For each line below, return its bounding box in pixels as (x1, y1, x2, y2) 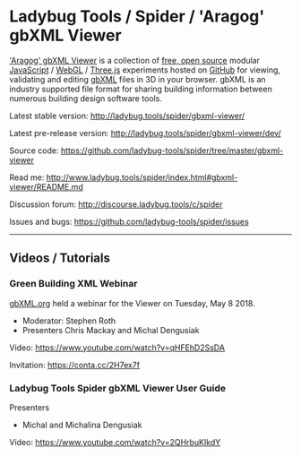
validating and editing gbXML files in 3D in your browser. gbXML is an (9, 73, 266, 84)
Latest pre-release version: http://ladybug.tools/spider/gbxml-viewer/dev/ (9, 127, 282, 138)
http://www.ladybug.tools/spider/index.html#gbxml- (46, 172, 238, 183)
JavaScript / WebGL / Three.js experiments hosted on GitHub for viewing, (9, 65, 280, 75)
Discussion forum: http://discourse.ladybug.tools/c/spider (9, 199, 223, 210)
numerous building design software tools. (9, 92, 163, 104)
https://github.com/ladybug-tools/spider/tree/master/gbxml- (60, 145, 284, 156)
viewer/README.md (9, 181, 83, 192)
